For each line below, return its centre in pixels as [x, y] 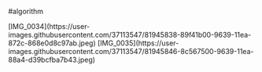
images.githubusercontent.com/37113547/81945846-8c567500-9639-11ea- [131, 51]
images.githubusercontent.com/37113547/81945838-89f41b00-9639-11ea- [130, 35]
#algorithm [26, 11]
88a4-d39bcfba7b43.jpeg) [52, 59]
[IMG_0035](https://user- [138, 43]
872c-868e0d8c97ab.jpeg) [52, 43]
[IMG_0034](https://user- [49, 26]
